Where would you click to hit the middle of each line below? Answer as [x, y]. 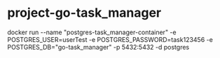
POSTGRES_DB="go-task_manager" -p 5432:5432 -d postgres [98, 47]
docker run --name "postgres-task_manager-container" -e [92, 32]
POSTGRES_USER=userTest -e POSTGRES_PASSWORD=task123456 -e [110, 39]
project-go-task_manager [84, 13]
